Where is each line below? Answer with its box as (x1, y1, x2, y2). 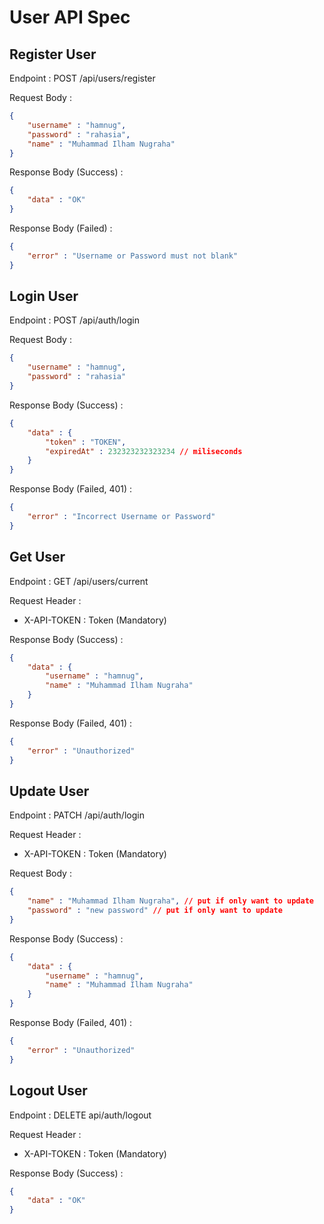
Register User (9, 46, 97, 63)
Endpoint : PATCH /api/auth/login (9, 809, 145, 821)
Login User (9, 288, 79, 305)
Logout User (9, 1082, 88, 1100)
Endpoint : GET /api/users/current (9, 575, 149, 587)
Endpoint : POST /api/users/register (9, 72, 156, 84)
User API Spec (9, 6, 131, 29)
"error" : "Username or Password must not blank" (27, 251, 239, 261)
